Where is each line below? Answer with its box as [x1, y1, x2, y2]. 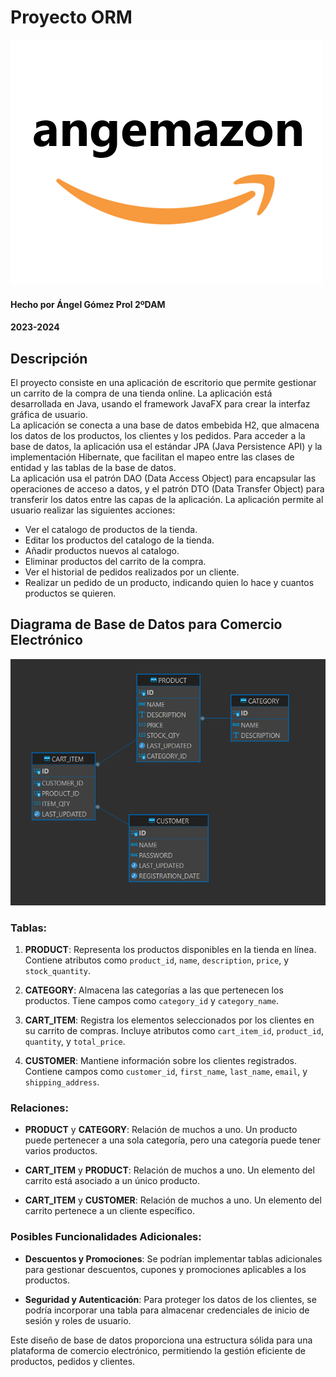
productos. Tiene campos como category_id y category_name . [24, 995, 279, 1007]
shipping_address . [24, 1076, 100, 1088]
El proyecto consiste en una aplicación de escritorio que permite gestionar [10, 376, 317, 388]
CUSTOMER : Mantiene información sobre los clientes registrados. [24, 1055, 298, 1067]
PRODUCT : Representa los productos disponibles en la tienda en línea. [24, 944, 317, 956]
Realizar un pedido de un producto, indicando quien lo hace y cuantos [24, 576, 315, 588]
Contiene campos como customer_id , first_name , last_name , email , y [24, 1066, 308, 1078]
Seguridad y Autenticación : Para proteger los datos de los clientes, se [24, 1293, 317, 1305]
